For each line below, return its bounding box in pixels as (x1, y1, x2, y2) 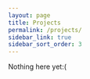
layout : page (8, 11, 51, 20)
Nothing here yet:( (8, 62, 67, 71)
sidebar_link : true (8, 33, 72, 41)
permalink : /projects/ (8, 26, 82, 34)
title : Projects (8, 19, 61, 27)
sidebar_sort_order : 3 (8, 41, 82, 48)
